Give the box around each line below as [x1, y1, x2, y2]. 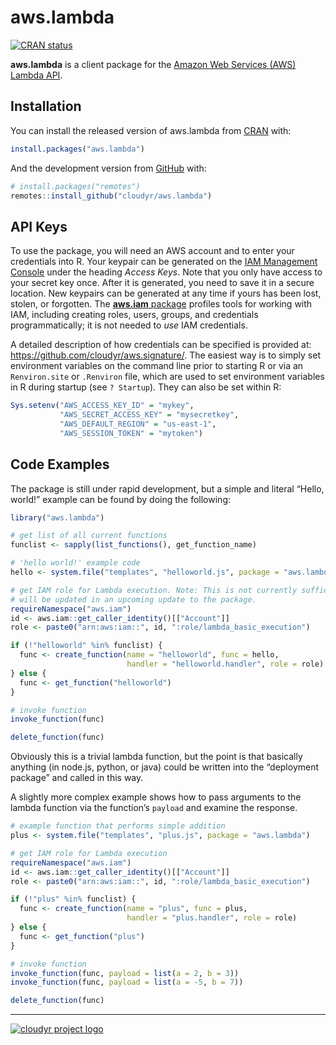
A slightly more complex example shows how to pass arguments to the [10, 791, 302, 803]
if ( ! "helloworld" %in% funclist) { [10, 641, 163, 651]
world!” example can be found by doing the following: [10, 493, 232, 505]
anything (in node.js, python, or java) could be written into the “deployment [10, 761, 320, 773]
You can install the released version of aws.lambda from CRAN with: [10, 124, 292, 136]
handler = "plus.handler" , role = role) [126, 913, 298, 923]
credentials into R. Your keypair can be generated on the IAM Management [10, 256, 318, 268]
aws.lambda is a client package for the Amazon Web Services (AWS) [10, 58, 297, 70]
